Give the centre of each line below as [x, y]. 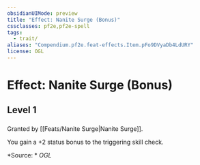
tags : [15, 32]
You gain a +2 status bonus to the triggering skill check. [85, 142]
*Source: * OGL [29, 155]
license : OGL [26, 52]
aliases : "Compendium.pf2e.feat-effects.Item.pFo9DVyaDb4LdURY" [100, 45]
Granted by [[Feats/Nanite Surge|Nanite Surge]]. [75, 129]
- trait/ [26, 39]
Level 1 [22, 110]
